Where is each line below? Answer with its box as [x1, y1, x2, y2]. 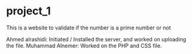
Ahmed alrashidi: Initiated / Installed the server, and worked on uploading [6, 35, 187, 43]
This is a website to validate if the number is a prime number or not [6, 24, 172, 31]
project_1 [6, 4, 51, 18]
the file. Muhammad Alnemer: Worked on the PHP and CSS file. [6, 42, 162, 49]
